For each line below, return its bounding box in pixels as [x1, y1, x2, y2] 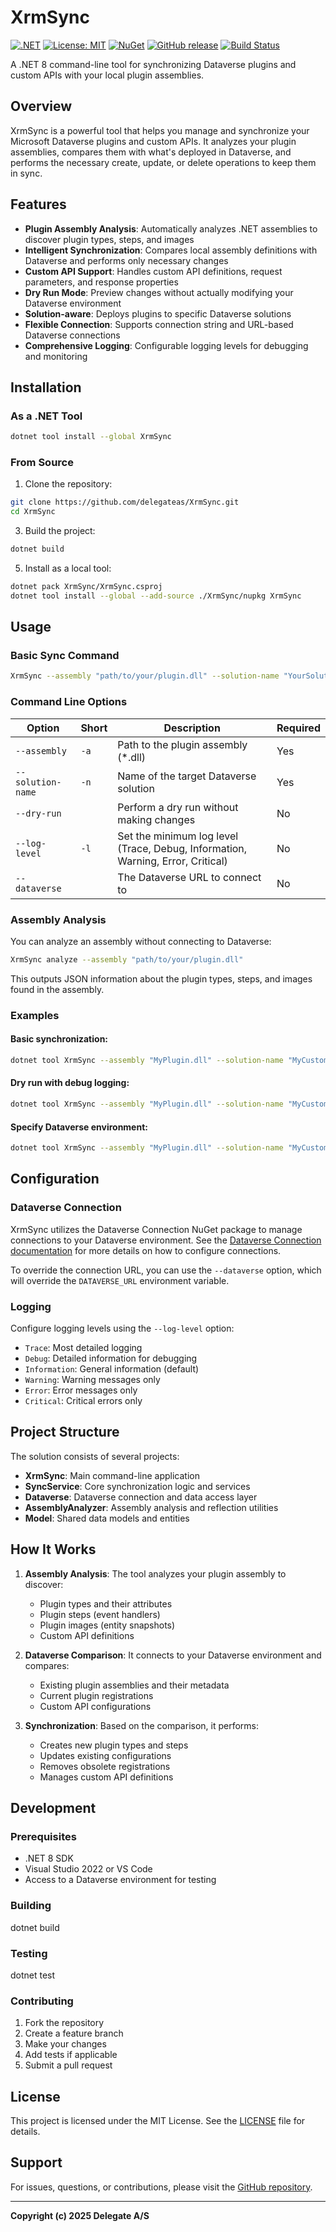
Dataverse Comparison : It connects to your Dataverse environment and [24, 1649, 322, 1661]
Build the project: [24, 525, 96, 537]
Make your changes [24, 2038, 107, 2050]
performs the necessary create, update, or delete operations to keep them [10, 156, 317, 168]
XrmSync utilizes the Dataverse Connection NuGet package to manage [10, 1223, 303, 1235]
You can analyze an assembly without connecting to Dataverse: [10, 935, 272, 947]
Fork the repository [24, 2017, 105, 2029]
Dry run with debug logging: [10, 1077, 130, 1089]
